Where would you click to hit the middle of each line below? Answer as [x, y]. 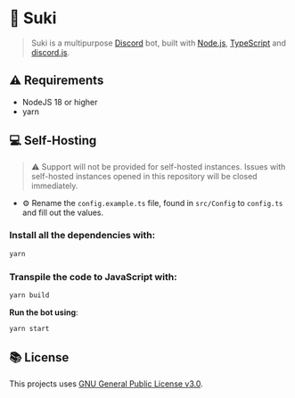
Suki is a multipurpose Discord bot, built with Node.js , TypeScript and [159, 43]
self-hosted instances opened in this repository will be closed [144, 176]
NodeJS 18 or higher [60, 102]
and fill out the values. [63, 212]
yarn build [29, 295]
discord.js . [50, 52]
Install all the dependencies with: [82, 236]
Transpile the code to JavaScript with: [93, 277]
